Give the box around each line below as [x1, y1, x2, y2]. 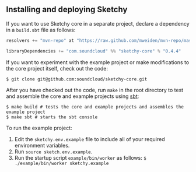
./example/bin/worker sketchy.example [14, 160, 109, 166]
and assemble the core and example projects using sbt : [6, 93, 139, 100]
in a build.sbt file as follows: [6, 26, 76, 33]
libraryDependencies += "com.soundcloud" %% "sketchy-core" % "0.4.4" [6, 48, 181, 54]
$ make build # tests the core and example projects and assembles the [6, 104, 184, 110]
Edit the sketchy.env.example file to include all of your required [14, 135, 165, 142]
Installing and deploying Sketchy [6, 5, 128, 15]
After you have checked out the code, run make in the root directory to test [6, 86, 184, 93]
